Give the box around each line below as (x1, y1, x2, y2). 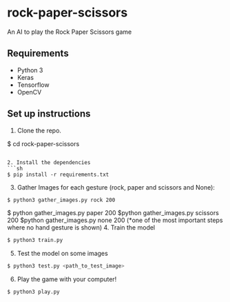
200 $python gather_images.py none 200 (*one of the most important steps (7, 216, 223, 225)
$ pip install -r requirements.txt (7, 171, 109, 178)
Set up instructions (7, 108, 91, 120)
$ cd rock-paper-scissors (7, 139, 80, 148)
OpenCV (17, 88, 42, 96)
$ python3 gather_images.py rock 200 (7, 197, 116, 203)
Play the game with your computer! (17, 275, 117, 283)
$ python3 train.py (7, 236, 63, 244)
